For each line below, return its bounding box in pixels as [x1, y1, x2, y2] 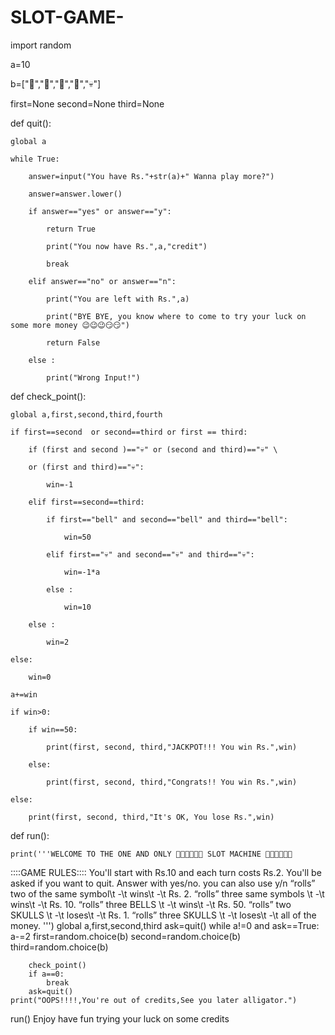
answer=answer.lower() [28, 189, 123, 199]
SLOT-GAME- [10, 6, 125, 29]
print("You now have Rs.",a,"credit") [46, 241, 208, 251]
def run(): [10, 829, 50, 841]
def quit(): [10, 117, 52, 129]
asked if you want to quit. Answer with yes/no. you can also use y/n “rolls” [10, 877, 316, 889]
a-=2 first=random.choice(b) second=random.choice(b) [10, 930, 242, 942]
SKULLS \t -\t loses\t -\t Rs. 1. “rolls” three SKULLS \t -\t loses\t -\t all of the [10, 909, 317, 921]
